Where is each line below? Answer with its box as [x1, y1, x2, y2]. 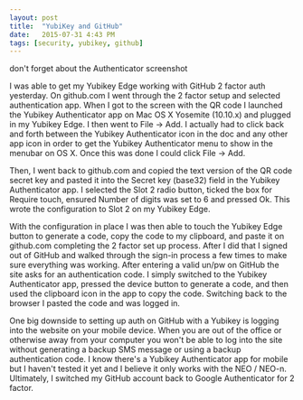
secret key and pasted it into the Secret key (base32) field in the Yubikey [9, 175, 280, 186]
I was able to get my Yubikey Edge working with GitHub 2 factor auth [9, 80, 266, 91]
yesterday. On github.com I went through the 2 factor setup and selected [9, 90, 280, 101]
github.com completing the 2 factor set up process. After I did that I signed [9, 240, 288, 251]
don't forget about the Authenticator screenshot [9, 63, 188, 74]
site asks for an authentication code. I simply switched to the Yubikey [9, 269, 268, 280]
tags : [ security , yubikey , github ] [9, 38, 144, 48]
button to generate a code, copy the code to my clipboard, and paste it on [9, 231, 285, 242]
